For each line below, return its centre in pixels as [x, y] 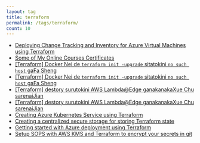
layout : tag [21, 12]
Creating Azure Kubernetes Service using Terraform [79, 115]
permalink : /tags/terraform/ [42, 23]
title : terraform [28, 17]
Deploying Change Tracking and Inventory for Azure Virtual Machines [100, 45]
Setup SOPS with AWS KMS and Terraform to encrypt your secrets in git [104, 134]
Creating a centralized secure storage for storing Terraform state [95, 121]
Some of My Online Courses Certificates [64, 58]
